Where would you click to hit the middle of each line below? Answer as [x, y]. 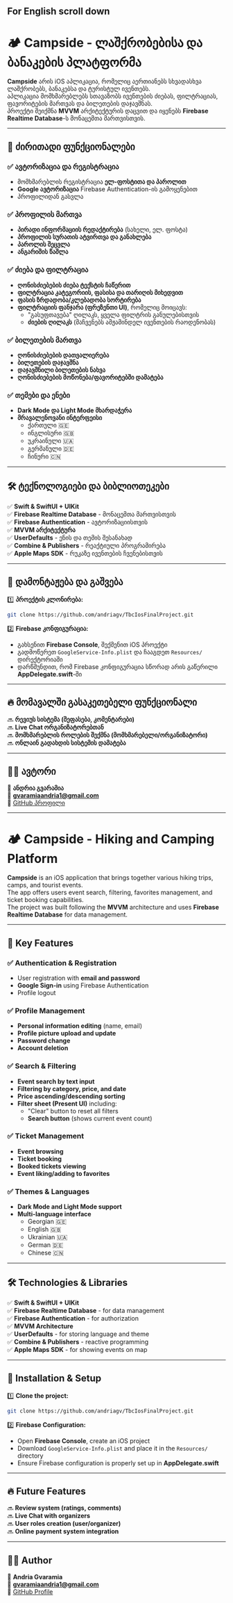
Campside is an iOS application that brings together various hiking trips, [110, 878]
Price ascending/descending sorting [71, 1096]
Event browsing [40, 1151]
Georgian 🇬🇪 [47, 1222]
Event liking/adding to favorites [63, 1173]
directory [30, 1456]
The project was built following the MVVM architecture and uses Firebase [113, 908]
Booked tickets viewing [52, 1166]
